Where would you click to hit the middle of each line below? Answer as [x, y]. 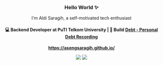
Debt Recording [81, 36]
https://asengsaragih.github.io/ [81, 48]
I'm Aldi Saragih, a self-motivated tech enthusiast [81, 18]
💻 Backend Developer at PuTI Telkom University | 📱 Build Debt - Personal [81, 30]
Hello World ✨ [81, 7]
